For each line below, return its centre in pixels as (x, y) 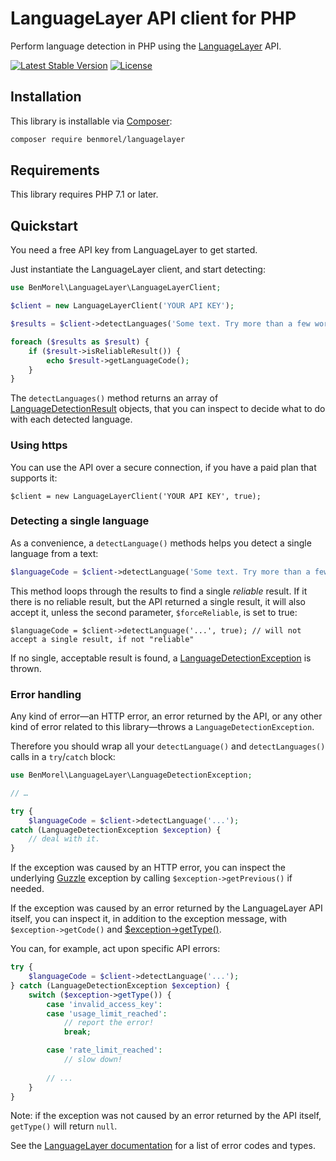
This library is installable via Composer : (91, 121)
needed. (27, 889)
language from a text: (54, 553)
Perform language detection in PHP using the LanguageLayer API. (146, 46)
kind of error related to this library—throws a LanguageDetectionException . (162, 727)
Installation (46, 97)
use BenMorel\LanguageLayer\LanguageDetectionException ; (131, 775)
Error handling (46, 694)
